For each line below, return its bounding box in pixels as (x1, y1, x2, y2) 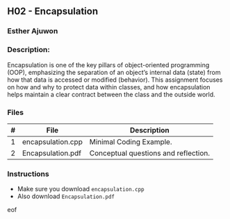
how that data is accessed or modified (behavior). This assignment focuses (7, 76, 223, 84)
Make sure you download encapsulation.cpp (17, 185, 145, 193)
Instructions (7, 169, 50, 179)
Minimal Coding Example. (89, 137, 172, 146)
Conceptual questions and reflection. (89, 148, 211, 158)
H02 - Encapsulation (7, 6, 99, 17)
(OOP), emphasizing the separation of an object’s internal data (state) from (7, 68, 221, 76)
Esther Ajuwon (7, 26, 58, 36)
